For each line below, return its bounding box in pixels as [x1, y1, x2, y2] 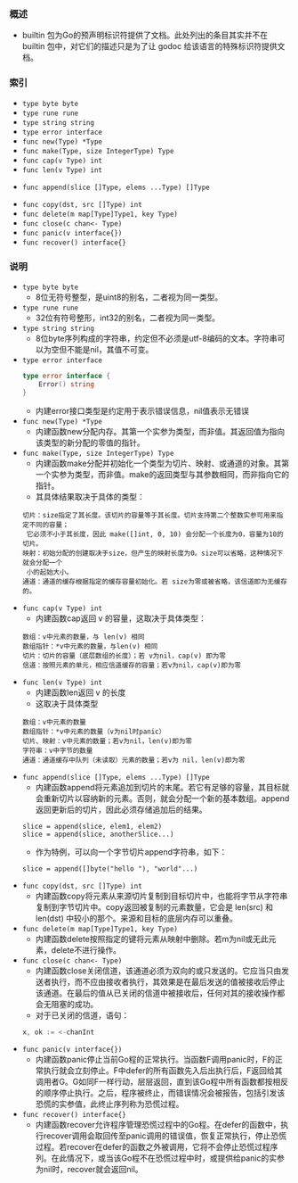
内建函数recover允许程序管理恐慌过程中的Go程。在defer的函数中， [35, 1120, 281, 1130]
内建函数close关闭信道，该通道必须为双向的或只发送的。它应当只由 [35, 965, 282, 976]
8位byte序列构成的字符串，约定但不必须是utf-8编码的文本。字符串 [35, 333, 278, 343]
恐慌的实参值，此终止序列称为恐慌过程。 [35, 1099, 184, 1110]
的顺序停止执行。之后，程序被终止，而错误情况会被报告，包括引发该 [35, 1088, 286, 1098]
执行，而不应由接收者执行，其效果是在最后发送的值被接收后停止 [51, 976, 286, 987]
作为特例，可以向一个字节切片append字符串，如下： [35, 846, 228, 857]
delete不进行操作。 [51, 944, 122, 955]
